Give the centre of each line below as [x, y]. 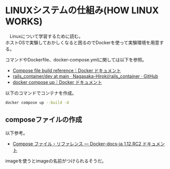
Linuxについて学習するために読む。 [46, 36]
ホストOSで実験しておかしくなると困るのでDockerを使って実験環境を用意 [82, 42]
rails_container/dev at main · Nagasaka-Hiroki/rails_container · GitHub [85, 76]
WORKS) [24, 22]
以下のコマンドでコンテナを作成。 [41, 93]
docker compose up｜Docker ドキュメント [57, 82]
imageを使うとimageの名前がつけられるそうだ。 [56, 161]
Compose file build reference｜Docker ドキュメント [67, 70]
